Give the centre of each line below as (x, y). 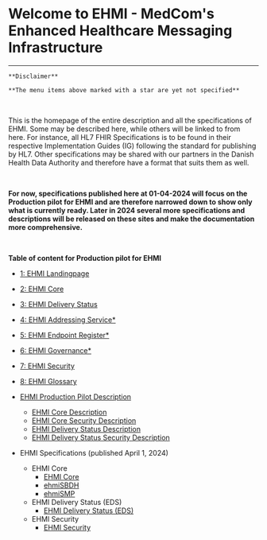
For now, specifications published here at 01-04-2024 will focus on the (128, 193)
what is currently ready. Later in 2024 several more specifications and (126, 210)
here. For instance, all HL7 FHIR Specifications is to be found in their (120, 137)
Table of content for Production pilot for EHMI (85, 258)
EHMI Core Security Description (84, 420)
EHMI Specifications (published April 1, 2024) (94, 453)
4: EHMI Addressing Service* (68, 320)
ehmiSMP (59, 493)
